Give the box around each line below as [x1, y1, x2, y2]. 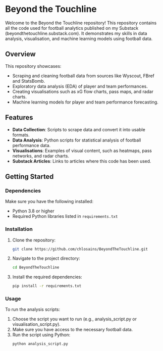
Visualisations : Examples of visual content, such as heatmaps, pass [12, 148, 152, 153]
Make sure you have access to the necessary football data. [12, 327, 133, 333]
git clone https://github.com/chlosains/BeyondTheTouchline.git [12, 247, 148, 251]
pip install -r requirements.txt [12, 284, 82, 289]
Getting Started [5, 172, 54, 181]
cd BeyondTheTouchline [12, 265, 59, 270]
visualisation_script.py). [12, 321, 61, 327]
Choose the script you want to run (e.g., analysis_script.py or [12, 316, 137, 322]
